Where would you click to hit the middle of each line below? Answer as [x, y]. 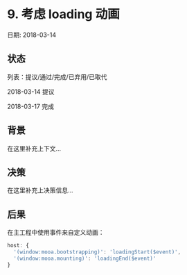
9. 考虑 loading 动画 [63, 14]
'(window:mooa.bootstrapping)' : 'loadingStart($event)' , [97, 252]
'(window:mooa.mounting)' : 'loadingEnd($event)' [85, 258]
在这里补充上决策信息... [41, 190]
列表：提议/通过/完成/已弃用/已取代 [57, 76]
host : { [18, 246]
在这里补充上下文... [34, 148]
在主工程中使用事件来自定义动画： [56, 233]
